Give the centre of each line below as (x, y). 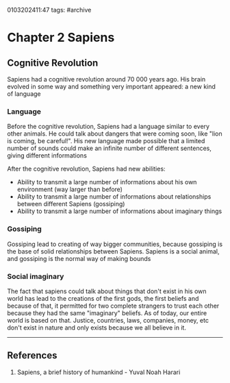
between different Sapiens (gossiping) (71, 204)
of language (24, 94)
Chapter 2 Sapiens (61, 38)
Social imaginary (36, 276)
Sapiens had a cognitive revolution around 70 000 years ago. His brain (106, 79)
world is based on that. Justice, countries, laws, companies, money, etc (108, 320)
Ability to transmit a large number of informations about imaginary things (119, 211)
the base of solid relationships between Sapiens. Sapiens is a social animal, (114, 251)
